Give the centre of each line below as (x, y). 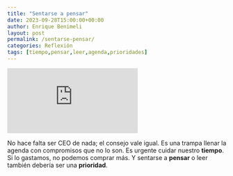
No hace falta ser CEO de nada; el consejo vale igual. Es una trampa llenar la (117, 143)
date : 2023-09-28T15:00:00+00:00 (56, 20)
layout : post (26, 33)
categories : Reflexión (40, 46)
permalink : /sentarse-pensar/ (51, 39)
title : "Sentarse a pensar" (48, 14)
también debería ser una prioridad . (57, 165)
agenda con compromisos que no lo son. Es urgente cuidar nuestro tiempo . (116, 150)
